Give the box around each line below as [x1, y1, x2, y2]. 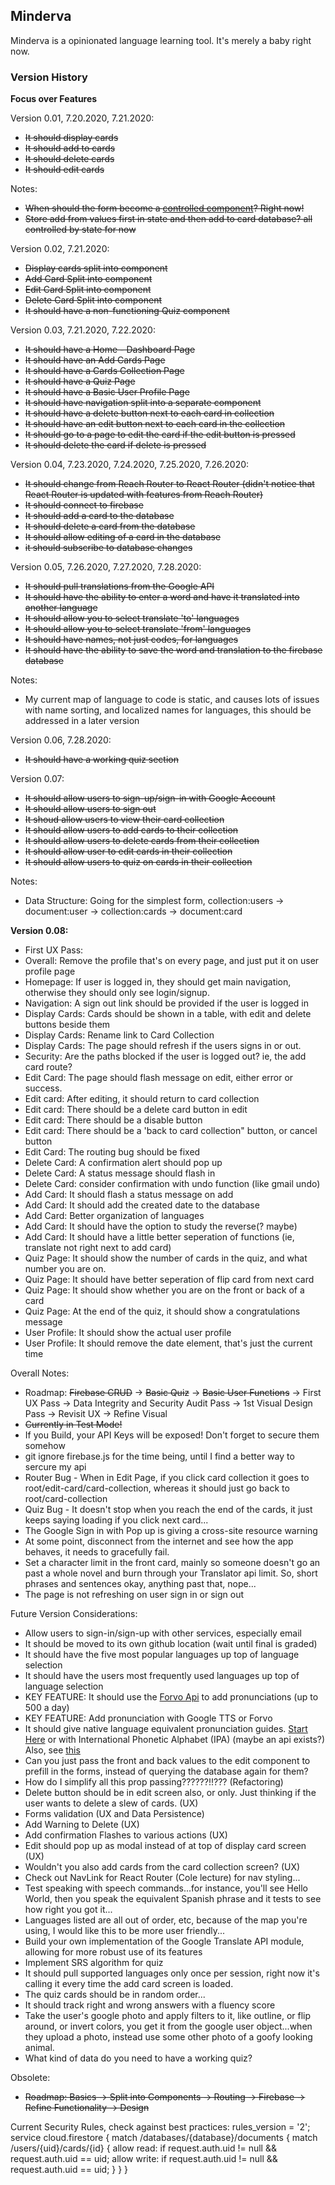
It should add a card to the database [24, 510, 175, 522]
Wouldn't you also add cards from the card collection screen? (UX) [24, 1861, 301, 1873]
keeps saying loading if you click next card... [24, 1514, 209, 1526]
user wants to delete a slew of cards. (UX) [24, 1797, 199, 1809]
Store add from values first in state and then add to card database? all [24, 213, 313, 225]
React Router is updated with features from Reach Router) [24, 489, 264, 501]
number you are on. [24, 1263, 107, 1275]
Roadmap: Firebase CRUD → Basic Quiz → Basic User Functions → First [24, 1387, 322, 1399]
